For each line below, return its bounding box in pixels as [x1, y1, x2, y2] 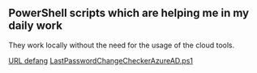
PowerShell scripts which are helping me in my [8, 6, 250, 20]
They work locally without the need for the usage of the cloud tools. [8, 40, 235, 50]
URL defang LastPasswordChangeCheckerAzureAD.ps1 [8, 55, 193, 65]
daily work [8, 19, 63, 33]
